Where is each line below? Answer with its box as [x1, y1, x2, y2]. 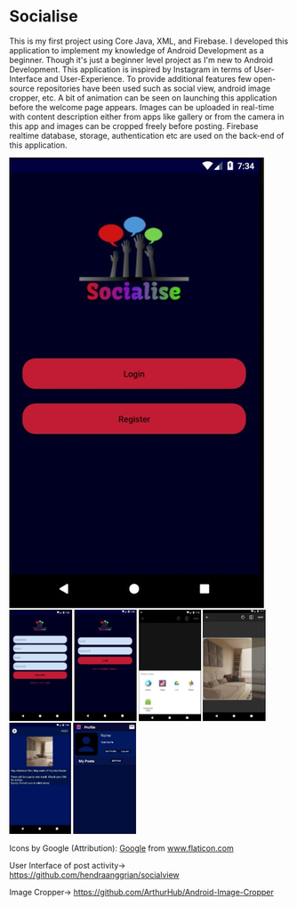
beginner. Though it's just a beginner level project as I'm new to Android [9, 54, 274, 65]
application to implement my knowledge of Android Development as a [9, 44, 265, 55]
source [9, 83, 36, 93]
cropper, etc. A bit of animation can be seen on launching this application [9, 92, 277, 103]
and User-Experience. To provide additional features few [44, 73, 252, 84]
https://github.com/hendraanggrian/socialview [9, 870, 180, 880]
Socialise [9, 6, 78, 27]
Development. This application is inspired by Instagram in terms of [9, 64, 253, 75]
